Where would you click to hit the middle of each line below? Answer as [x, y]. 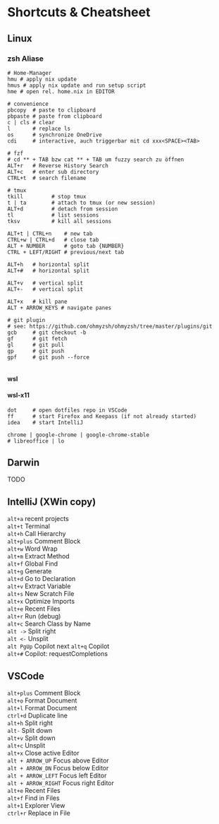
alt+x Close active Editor [43, 753]
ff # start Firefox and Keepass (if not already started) [102, 416]
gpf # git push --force [49, 357]
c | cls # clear [31, 122]
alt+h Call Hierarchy [37, 534]
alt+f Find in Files [33, 798]
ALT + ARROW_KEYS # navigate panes [60, 308]
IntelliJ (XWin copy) [52, 502]
